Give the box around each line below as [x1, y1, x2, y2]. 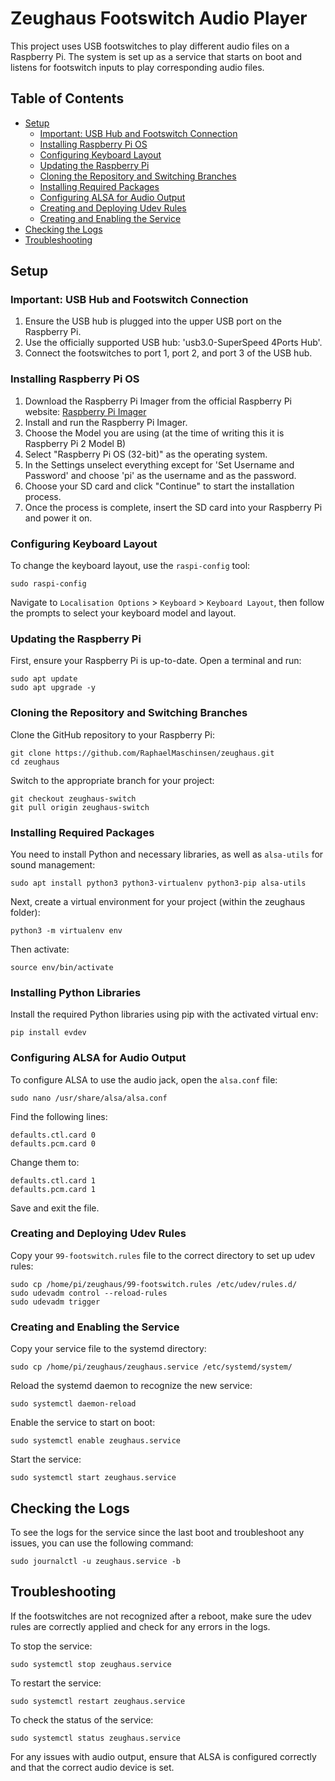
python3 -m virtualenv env [10, 925, 123, 936]
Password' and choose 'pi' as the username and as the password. [24, 469, 297, 481]
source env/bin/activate [10, 962, 114, 972]
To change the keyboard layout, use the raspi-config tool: [10, 560, 251, 572]
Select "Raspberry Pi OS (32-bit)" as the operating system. [24, 448, 268, 460]
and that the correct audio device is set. [10, 1761, 175, 1773]
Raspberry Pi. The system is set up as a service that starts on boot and [10, 50, 302, 62]
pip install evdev [10, 1028, 87, 1038]
